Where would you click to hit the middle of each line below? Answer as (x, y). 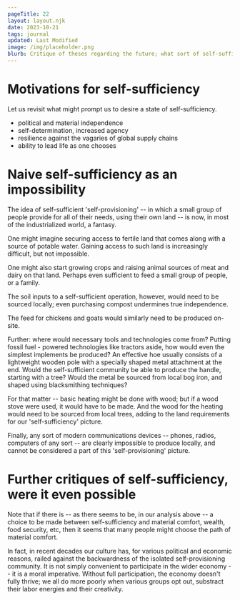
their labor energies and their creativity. (65, 589)
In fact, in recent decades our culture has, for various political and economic (120, 551)
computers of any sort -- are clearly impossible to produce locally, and (111, 443)
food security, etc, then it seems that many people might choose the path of (119, 529)
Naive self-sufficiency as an (92, 174)
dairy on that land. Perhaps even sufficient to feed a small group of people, (117, 275)
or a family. (24, 282)
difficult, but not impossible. (49, 254)
